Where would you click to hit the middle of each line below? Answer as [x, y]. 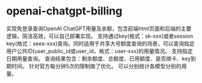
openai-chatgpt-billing [64, 11]
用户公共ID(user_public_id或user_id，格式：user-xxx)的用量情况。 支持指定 [99, 51]
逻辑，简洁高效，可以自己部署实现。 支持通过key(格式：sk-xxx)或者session [100, 36]
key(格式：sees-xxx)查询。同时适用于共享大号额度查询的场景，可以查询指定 [100, 43]
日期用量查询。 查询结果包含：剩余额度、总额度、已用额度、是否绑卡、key [99, 58]
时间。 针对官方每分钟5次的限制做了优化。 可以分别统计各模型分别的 [96, 66]
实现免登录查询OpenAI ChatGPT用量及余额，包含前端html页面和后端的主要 [99, 28]
